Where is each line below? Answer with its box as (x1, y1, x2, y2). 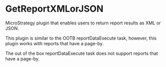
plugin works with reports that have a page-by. (5, 40, 104, 46)
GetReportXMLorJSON (5, 3, 104, 15)
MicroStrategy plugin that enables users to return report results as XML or (5, 20, 161, 26)
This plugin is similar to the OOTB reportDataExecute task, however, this (5, 35, 157, 41)
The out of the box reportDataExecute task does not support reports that (5, 50, 158, 56)
